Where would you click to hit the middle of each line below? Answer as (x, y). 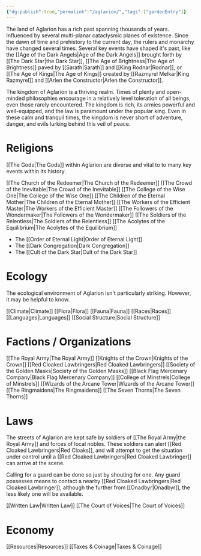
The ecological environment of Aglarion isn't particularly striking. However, (99, 293)
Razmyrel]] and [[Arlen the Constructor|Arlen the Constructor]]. (85, 80)
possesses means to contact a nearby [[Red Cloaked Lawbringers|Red (94, 481)
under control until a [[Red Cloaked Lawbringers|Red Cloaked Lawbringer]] (99, 457)
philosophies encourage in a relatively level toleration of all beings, (108, 98)
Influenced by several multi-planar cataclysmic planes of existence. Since (97, 35)
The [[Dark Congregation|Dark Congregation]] (72, 246)
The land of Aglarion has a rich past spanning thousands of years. (88, 29)
